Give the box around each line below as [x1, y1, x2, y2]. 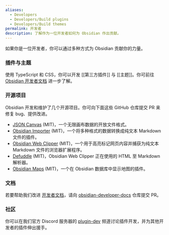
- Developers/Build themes [10, 21, 67, 27]
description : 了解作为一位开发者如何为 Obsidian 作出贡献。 [5, 31, 121, 36]
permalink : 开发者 [5, 26, 42, 31]
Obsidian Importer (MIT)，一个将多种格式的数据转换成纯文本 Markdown [12, 127, 161, 134]
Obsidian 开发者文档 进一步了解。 [5, 78, 75, 84]
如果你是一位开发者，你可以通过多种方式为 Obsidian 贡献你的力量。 [5, 45, 146, 51]
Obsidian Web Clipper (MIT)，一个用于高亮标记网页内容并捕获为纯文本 [12, 140, 159, 147]
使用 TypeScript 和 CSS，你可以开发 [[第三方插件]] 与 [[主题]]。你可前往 [5, 72, 155, 78]
